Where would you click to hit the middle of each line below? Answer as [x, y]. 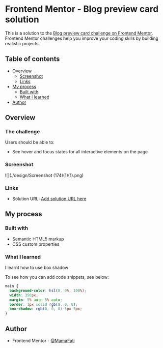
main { [12, 286]
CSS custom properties [36, 244]
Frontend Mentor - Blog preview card [82, 9]
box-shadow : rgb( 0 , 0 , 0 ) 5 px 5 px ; [46, 309]
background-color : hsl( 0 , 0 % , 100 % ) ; [48, 290]
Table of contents [32, 59]
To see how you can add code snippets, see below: [57, 277]
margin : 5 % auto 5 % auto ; [36, 300]
